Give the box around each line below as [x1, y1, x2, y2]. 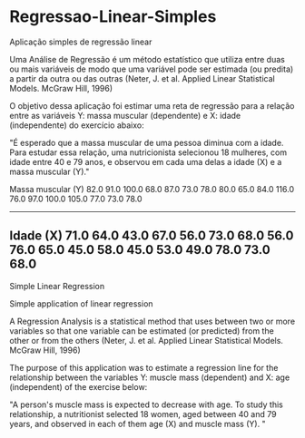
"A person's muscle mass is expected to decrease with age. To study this [9, 399, 283, 410]
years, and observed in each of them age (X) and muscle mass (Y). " [9, 418, 266, 429]
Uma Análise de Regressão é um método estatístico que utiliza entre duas [9, 54, 286, 64]
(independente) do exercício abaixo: [9, 120, 144, 131]
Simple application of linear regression [9, 297, 153, 309]
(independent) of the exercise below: [9, 381, 148, 392]
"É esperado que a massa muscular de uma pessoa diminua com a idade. [9, 137, 284, 148]
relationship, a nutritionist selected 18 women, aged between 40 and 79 [9, 408, 277, 419]
